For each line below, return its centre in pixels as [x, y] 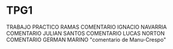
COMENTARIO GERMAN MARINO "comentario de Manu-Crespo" [86, 39]
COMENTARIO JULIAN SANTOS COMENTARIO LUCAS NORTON [86, 33]
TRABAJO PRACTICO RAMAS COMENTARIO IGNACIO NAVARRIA [86, 27]
